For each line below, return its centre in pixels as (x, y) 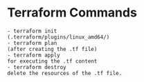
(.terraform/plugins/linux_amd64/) (58, 37)
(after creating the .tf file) (52, 49)
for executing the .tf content (52, 61)
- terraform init (32, 31)
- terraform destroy (37, 67)
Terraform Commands (72, 13)
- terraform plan (32, 43)
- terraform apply (34, 55)
